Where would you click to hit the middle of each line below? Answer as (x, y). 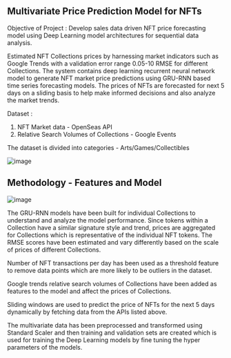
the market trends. (33, 100)
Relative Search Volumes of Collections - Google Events (97, 134)
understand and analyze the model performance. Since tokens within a (108, 220)
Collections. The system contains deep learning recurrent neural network (111, 70)
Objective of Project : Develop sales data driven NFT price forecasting (107, 28)
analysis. (20, 43)
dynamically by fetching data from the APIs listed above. (87, 312)
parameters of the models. (45, 347)
